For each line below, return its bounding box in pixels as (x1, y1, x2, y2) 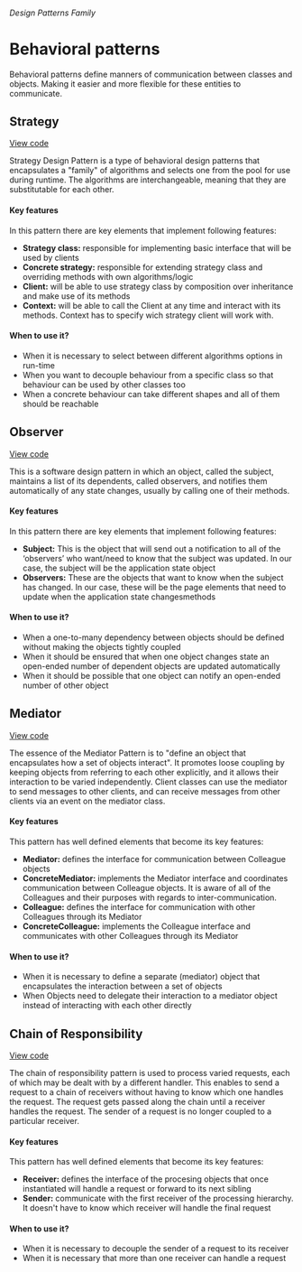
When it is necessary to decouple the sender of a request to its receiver (22, 1243, 289, 1254)
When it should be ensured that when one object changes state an (22, 651, 270, 662)
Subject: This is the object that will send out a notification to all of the (22, 543, 281, 554)
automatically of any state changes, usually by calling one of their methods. (9, 485, 290, 496)
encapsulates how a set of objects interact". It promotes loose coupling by (9, 757, 286, 767)
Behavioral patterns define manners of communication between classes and (9, 69, 293, 79)
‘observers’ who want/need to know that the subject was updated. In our (22, 552, 293, 563)
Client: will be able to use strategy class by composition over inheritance (22, 281, 294, 292)
